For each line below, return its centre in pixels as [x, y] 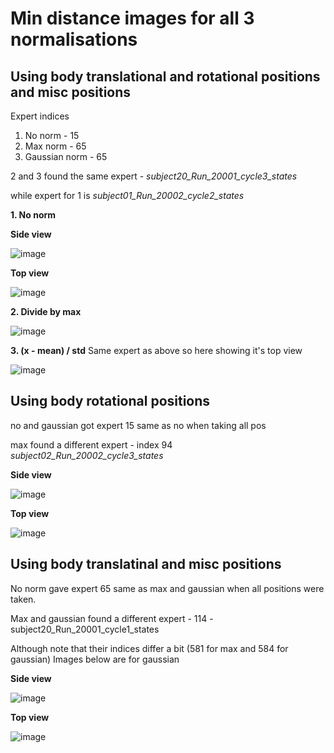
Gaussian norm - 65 [66, 156]
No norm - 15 [52, 135]
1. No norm [33, 215]
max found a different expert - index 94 [91, 444]
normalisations [74, 39]
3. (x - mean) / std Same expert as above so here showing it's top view [156, 350]
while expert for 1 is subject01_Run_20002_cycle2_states [127, 195]
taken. [23, 599]
